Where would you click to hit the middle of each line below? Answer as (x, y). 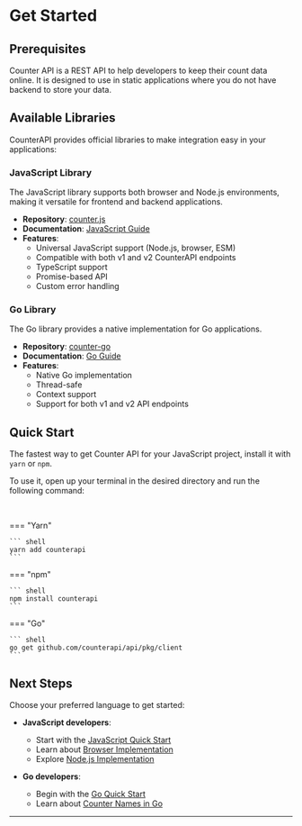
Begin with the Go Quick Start (91, 794)
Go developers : (51, 776)
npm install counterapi (54, 599)
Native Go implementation (84, 376)
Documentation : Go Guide (71, 356)
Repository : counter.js (64, 219)
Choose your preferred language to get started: (97, 705)
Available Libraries (62, 118)
